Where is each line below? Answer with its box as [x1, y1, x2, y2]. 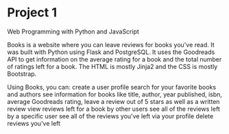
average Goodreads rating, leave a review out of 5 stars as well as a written [7, 97, 220, 105]
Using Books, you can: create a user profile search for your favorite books [7, 83, 217, 91]
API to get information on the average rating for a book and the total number [7, 55, 222, 63]
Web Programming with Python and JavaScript [7, 27, 139, 36]
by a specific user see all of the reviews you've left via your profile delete [7, 111, 214, 120]
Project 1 [7, 5, 57, 21]
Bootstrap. [7, 70, 37, 78]
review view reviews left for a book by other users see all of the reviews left [7, 105, 221, 113]
